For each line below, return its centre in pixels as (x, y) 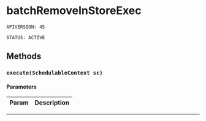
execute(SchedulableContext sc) (55, 73)
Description (52, 103)
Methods (24, 57)
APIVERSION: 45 (26, 27)
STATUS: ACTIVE (26, 37)
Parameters (21, 87)
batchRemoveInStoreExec (74, 11)
